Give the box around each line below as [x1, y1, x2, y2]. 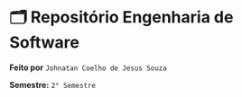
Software [9, 32, 79, 53]
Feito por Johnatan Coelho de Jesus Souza [9, 62, 167, 73]
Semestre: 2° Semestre [9, 79, 97, 90]
